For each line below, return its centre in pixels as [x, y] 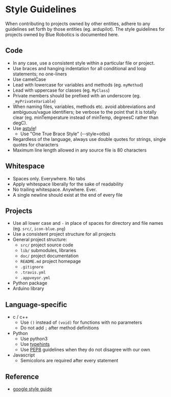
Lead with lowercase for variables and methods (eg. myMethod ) [78, 85]
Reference [22, 377]
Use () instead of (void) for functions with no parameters [81, 322]
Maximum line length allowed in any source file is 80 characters [80, 150]
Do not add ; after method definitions [59, 328]
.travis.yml [33, 273]
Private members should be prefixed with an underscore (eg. [77, 95]
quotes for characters [35, 144]
